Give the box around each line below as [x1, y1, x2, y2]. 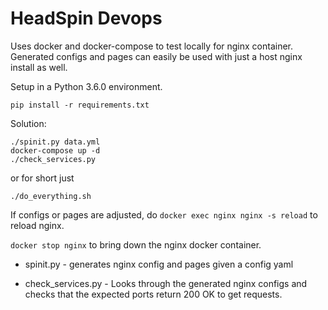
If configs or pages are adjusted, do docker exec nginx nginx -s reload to [10, 208, 318, 221]
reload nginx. [10, 219, 65, 231]
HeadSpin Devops [10, 7, 163, 30]
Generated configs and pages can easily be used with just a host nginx [10, 50, 303, 62]
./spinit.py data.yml [10, 137, 101, 147]
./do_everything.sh [10, 191, 92, 201]
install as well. [10, 61, 68, 73]
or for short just [10, 172, 75, 184]
